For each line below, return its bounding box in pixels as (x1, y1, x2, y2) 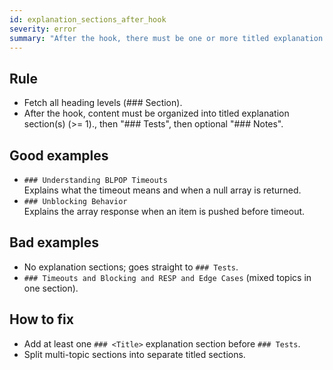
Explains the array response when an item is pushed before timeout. (23, 206, 306, 217)
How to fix (9, 311, 74, 328)
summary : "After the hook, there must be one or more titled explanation (9, 33, 324, 43)
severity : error (9, 24, 77, 34)
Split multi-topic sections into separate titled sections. (23, 348, 246, 360)
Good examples (9, 147, 109, 164)
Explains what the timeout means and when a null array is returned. (23, 184, 302, 196)
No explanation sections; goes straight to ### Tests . (23, 261, 239, 273)
